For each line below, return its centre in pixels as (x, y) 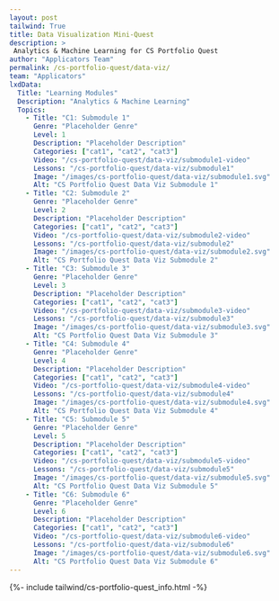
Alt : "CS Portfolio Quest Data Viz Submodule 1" (126, 185)
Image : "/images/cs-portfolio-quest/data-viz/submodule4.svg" (152, 403)
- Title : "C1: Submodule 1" (78, 118)
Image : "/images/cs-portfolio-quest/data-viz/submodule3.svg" (152, 327)
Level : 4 (49, 361)
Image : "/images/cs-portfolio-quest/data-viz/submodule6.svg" (152, 553)
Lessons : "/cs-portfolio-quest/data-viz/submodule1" (134, 168)
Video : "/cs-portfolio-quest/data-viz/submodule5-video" (142, 461)
